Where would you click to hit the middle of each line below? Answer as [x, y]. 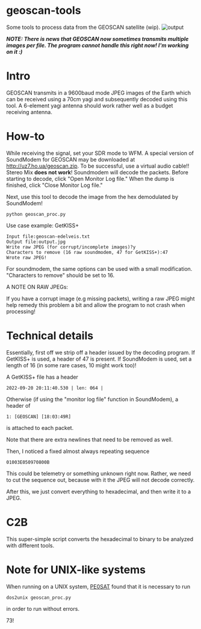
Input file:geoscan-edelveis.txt [48, 236]
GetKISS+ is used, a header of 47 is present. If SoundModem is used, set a [99, 359]
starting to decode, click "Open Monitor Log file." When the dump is [90, 179]
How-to [26, 137]
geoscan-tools [44, 11]
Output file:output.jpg [36, 242]
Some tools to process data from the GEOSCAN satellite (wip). [83, 27]
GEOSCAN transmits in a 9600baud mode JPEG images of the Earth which [99, 93]
